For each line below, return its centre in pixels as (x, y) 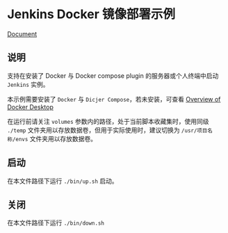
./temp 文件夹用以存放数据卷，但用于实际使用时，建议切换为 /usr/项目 (107, 130)
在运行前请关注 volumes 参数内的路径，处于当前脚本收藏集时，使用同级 (108, 121)
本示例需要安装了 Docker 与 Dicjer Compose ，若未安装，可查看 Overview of (114, 99)
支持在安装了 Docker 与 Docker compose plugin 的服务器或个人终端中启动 (113, 75)
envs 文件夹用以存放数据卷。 (56, 138)
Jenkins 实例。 (28, 84)
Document (22, 34)
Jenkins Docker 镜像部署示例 (91, 14)
